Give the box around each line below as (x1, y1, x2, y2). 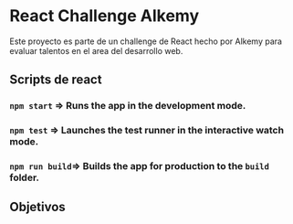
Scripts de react (9, 72, 102, 88)
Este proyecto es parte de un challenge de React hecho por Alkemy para (9, 36, 283, 47)
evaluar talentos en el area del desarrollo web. (9, 45, 183, 56)
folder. (9, 171, 39, 184)
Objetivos (9, 199, 66, 215)
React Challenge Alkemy (9, 5, 200, 27)
